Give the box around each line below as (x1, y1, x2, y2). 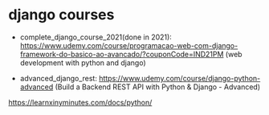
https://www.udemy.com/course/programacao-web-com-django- (19, 40, 238, 50)
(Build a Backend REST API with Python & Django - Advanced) (55, 82, 261, 92)
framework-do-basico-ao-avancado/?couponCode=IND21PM (19, 49, 224, 59)
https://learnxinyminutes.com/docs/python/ (8, 97, 153, 107)
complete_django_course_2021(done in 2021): (19, 32, 173, 42)
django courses (8, 6, 115, 24)
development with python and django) (19, 58, 146, 68)
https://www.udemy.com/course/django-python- (99, 73, 261, 83)
